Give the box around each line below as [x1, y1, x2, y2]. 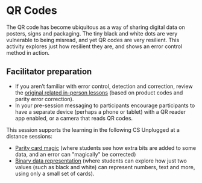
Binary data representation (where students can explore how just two [14, 157, 187, 164]
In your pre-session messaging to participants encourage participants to [14, 102, 195, 109]
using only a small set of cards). [14, 170, 95, 177]
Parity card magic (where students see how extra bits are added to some [14, 144, 197, 151]
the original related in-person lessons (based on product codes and [14, 88, 183, 96]
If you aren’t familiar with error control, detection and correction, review [14, 82, 193, 90]
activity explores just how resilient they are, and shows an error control [6, 43, 183, 50]
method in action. [6, 49, 50, 56]
